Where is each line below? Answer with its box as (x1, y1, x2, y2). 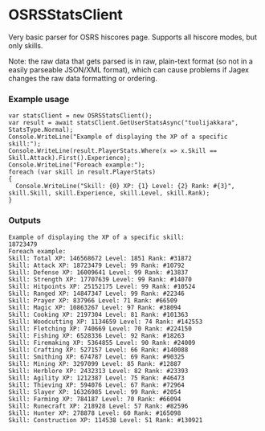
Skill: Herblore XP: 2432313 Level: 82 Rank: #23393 (8, 367, 189, 375)
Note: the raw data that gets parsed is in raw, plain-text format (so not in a (8, 56, 253, 66)
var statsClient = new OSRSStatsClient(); (8, 112, 153, 120)
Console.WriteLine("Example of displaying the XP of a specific (8, 133, 228, 142)
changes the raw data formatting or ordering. (8, 73, 158, 83)
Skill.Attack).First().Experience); (8, 154, 131, 162)
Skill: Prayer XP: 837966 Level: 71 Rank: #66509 (8, 296, 178, 305)
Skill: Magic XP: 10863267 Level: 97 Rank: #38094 (8, 303, 181, 311)
